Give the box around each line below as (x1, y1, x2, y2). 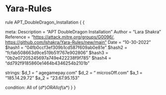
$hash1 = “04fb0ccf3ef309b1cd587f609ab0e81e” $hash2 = (5, 44, 127, 50)
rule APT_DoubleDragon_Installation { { (5, 19, 85, 25)
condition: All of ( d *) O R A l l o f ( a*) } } (5, 84, 76, 90)
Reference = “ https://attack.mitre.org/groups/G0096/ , (5, 34, 115, 40)
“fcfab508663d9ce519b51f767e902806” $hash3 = (5, 50, 109, 56)
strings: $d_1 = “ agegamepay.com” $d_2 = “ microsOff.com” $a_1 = (5, 69, 143, 75)
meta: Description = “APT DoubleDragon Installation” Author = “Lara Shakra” (5, 29, 161, 34)
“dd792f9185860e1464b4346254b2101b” (5, 60, 90, 66)
